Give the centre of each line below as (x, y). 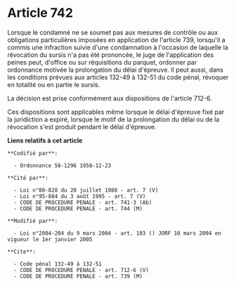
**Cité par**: (28, 178)
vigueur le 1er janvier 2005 (50, 239)
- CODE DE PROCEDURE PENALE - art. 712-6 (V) (81, 270)
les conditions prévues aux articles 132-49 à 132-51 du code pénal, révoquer (118, 77)
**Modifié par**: (33, 221)
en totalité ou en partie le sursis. (54, 84)
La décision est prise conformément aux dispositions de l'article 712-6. (110, 98)
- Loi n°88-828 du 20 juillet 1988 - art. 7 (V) (86, 190)
